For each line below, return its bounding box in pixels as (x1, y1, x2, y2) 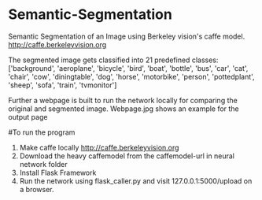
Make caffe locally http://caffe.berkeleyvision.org (19, 143, 179, 152)
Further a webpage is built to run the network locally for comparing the (8, 95, 238, 105)
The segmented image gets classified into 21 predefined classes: (8, 55, 219, 65)
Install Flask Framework (19, 168, 97, 177)
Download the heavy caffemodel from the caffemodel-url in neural (19, 151, 234, 161)
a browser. (19, 184, 54, 194)
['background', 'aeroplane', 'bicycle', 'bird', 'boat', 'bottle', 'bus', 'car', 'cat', (8, 63, 249, 72)
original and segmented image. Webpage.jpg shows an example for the (8, 104, 239, 113)
